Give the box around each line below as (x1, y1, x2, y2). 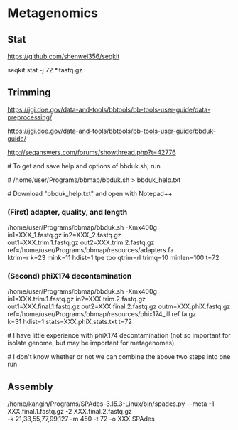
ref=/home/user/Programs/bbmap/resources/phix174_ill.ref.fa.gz (7, 310, 197, 318)
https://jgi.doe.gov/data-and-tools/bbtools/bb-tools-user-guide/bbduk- (7, 127, 217, 135)
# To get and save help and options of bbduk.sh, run (7, 161, 161, 170)
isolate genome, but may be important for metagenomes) (7, 339, 175, 348)
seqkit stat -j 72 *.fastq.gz (7, 66, 83, 74)
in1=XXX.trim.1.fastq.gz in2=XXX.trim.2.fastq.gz (7, 295, 146, 303)
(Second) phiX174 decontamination (7, 272, 132, 281)
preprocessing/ (7, 112, 53, 122)
